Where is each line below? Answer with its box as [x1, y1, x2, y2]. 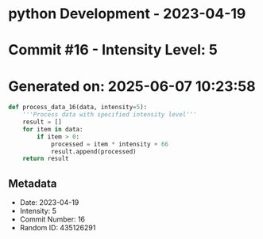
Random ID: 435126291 [19, 223, 96, 233]
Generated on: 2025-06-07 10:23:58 [8, 77, 256, 95]
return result [22, 155, 69, 163]
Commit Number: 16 [19, 214, 86, 224]
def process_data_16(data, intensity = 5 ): [8, 104, 148, 112]
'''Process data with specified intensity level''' [22, 111, 197, 119]
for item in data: [22, 125, 83, 133]
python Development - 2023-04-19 [8, 5, 246, 23]
